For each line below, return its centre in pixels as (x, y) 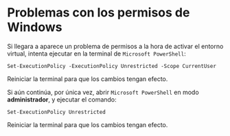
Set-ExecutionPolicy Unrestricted (57, 112)
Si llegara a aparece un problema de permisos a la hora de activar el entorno (115, 46)
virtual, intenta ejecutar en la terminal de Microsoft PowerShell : (97, 54)
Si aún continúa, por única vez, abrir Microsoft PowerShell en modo (103, 92)
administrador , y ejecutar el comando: (62, 99)
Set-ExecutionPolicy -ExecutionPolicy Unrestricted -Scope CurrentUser (112, 66)
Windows (35, 27)
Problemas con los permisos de (99, 13)
